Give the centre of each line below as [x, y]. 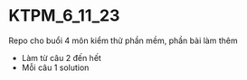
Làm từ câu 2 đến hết [61, 58]
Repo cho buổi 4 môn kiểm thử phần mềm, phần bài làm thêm [123, 40]
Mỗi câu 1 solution [55, 67]
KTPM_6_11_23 [64, 16]
